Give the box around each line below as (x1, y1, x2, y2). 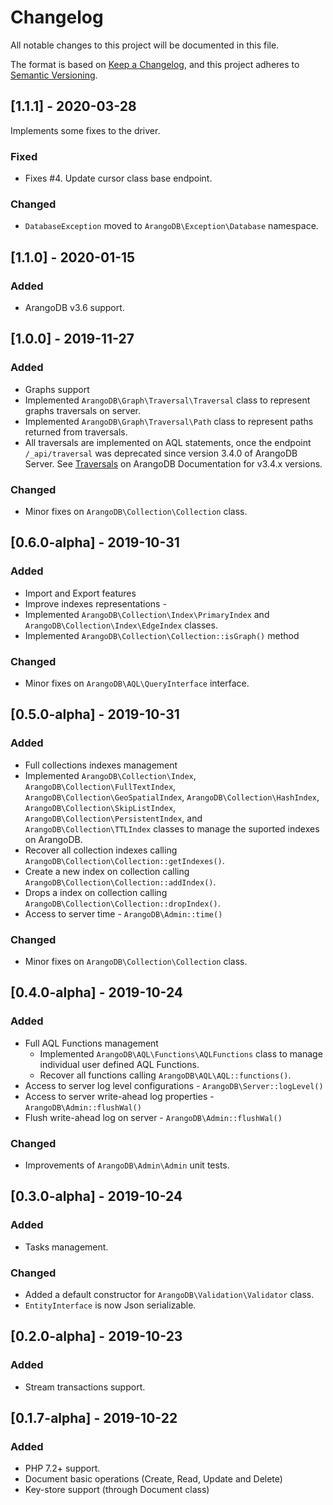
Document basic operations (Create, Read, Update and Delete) (24, 1473, 283, 1485)
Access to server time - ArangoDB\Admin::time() (24, 907, 223, 920)
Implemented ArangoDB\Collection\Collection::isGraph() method (24, 629, 300, 641)
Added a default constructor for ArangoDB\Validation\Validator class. (24, 1288, 315, 1300)
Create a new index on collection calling (24, 865, 190, 877)
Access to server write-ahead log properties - (24, 1090, 215, 1102)
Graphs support (24, 383, 90, 395)
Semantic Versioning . (10, 69, 98, 81)
